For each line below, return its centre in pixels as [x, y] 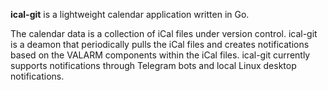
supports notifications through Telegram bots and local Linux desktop [153, 65]
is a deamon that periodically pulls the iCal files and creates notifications [160, 44]
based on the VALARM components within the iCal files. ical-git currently [160, 55]
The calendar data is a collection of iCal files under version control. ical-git [164, 33]
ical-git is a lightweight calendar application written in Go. [130, 14]
